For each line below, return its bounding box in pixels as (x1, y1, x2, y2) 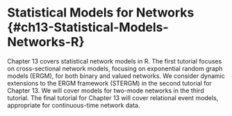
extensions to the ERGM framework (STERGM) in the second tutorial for (7, 79, 212, 87)
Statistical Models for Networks (7, 5, 194, 21)
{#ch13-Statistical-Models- (7, 19, 169, 35)
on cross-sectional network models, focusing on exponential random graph (7, 64, 223, 72)
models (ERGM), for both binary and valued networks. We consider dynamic (7, 71, 226, 80)
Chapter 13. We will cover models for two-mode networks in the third (7, 86, 204, 95)
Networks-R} (7, 35, 85, 50)
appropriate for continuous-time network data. (7, 101, 140, 109)
